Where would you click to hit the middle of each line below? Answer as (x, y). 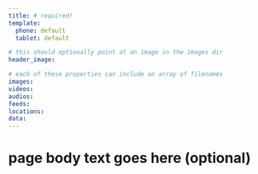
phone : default (41, 30)
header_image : (32, 60)
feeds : (19, 104)
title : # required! (41, 16)
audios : (21, 97)
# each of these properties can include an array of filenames (116, 74)
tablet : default (42, 38)
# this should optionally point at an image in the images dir (116, 53)
